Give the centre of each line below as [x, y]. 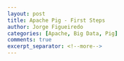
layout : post [26, 14]
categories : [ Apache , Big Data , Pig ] [63, 33]
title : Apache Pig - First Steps [56, 20]
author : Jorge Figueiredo [45, 27]
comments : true [30, 40]
